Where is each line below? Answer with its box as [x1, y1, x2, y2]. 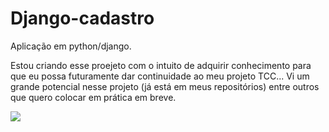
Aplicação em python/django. [10, 40, 132, 52]
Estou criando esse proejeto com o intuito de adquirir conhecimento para [10, 59, 312, 71]
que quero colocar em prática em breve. [10, 91, 177, 103]
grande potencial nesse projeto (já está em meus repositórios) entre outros [10, 80, 320, 92]
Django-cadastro [10, 7, 155, 30]
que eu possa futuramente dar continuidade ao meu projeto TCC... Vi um [10, 70, 310, 82]
